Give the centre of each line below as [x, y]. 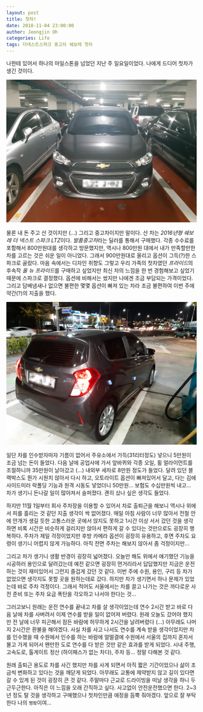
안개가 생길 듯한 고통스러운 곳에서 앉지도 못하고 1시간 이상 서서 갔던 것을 [97, 521]
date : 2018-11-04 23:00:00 [40, 25]
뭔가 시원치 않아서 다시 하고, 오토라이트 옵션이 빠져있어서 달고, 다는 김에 [111, 478]
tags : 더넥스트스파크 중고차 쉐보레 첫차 [50, 45]
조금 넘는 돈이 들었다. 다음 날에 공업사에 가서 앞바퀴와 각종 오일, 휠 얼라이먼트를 [100, 463]
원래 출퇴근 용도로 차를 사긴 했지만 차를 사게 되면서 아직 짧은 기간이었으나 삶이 [98, 665]
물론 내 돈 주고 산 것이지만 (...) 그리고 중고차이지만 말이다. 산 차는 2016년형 [94, 233]
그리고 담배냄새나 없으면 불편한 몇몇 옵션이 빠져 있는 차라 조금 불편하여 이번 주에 [101, 286]
